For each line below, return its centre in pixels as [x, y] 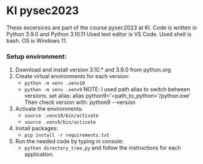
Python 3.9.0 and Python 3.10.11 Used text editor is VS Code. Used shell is [99, 34]
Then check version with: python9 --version [80, 102]
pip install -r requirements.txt [67, 135]
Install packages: [36, 129]
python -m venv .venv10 [55, 83]
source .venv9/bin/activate [60, 122]
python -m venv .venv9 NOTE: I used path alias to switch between [107, 89]
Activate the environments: [49, 109]
